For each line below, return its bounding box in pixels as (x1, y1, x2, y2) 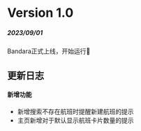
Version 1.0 (7, 5, 74, 21)
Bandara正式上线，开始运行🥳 (7, 47, 91, 55)
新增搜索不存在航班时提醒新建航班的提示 (17, 107, 134, 116)
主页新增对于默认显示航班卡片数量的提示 (17, 116, 134, 124)
